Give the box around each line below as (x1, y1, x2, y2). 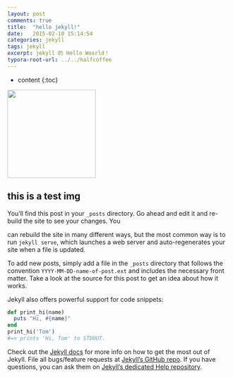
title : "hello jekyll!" (7, 23, 80, 30)
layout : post (7, 10, 46, 18)
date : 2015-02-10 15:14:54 (7, 30, 93, 37)
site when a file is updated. (7, 245, 86, 254)
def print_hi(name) (7, 308, 65, 316)
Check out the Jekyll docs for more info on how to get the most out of (7, 347, 210, 356)
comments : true (7, 17, 52, 24)
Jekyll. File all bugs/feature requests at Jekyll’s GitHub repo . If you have (7, 355, 216, 363)
